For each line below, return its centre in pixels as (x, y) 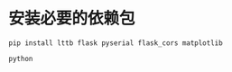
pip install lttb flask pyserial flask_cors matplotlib (116, 43)
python (21, 58)
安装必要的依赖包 (72, 18)
